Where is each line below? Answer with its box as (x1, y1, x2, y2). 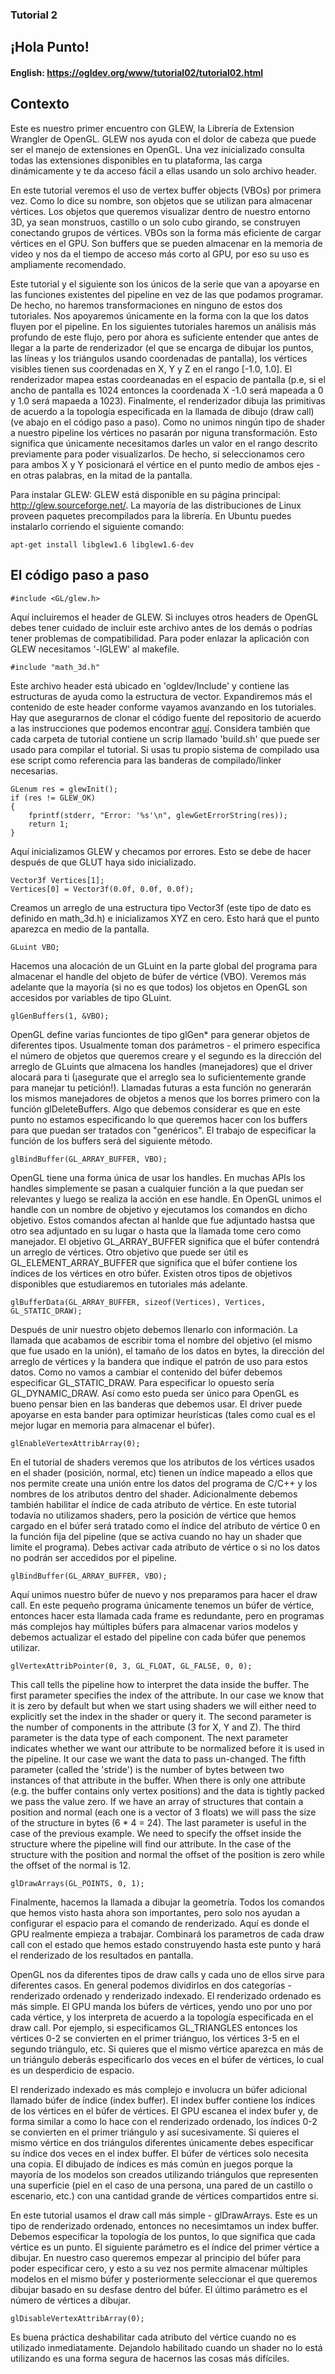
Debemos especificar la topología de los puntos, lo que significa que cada (10, 2230, 316, 2242)
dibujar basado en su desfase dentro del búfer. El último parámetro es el (10, 2283, 308, 2295)
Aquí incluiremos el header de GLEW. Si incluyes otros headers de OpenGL (10, 611, 319, 623)
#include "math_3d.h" (10, 662, 101, 672)
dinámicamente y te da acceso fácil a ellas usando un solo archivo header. (10, 164, 317, 177)
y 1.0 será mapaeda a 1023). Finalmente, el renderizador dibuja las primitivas (10, 394, 326, 407)
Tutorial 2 (10, 8, 58, 22)
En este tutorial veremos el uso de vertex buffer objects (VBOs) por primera (10, 184, 322, 196)
